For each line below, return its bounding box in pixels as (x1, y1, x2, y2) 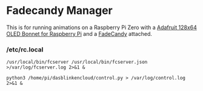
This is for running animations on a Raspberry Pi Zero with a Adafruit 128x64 (6, 24, 197, 31)
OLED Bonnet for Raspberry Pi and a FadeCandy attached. (6, 30, 153, 37)
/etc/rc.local (6, 45, 44, 53)
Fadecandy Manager (6, 4, 113, 18)
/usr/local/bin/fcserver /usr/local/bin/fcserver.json (6, 59, 148, 66)
